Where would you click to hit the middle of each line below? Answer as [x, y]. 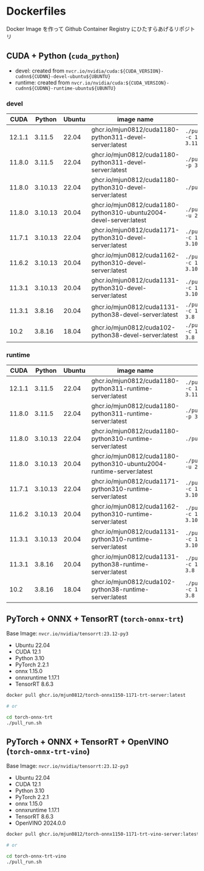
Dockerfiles [36, 11]
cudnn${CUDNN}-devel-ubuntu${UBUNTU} [63, 76]
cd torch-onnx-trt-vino [36, 856]
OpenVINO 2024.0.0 [40, 823]
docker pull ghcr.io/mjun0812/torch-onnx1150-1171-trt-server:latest [96, 696]
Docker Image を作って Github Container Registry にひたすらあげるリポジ [98, 29]
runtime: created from [42, 82]
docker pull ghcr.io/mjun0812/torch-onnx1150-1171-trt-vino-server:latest [103, 834]
